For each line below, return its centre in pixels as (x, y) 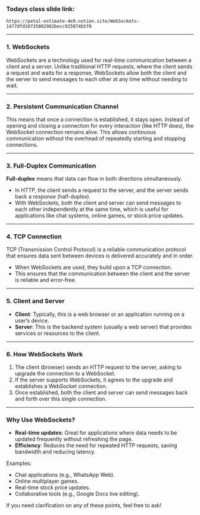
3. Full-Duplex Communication (51, 166)
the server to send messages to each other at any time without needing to (97, 79)
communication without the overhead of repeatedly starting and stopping (96, 138)
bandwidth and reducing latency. (55, 452)
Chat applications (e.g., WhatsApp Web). (65, 475)
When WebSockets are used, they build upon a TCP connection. (93, 268)
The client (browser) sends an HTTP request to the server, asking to (98, 367)
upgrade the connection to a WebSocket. (65, 374)
